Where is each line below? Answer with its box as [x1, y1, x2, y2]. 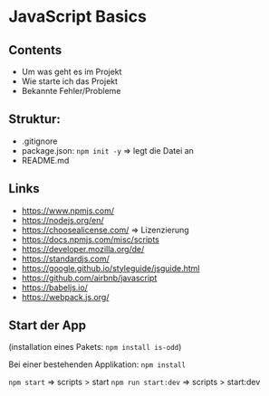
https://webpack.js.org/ [21, 291, 110, 302]
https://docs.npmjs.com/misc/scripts [21, 233, 160, 245]
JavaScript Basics [8, 6, 147, 27]
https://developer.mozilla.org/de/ [21, 243, 145, 254]
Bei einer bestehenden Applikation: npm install [8, 359, 187, 370]
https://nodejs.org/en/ [21, 214, 105, 225]
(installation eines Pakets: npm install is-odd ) [8, 342, 182, 353]
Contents [8, 42, 62, 58]
